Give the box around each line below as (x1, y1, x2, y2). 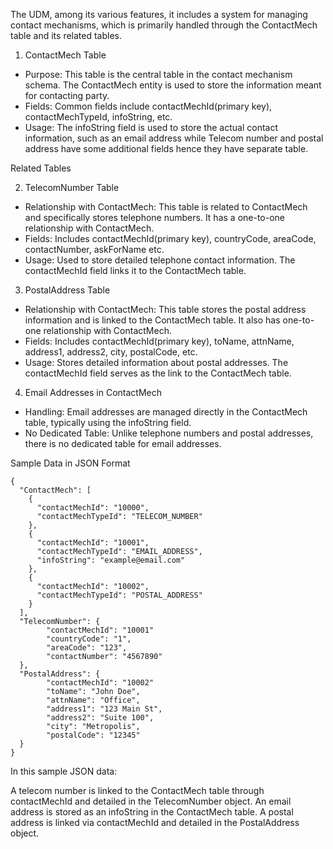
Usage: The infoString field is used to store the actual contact (24, 122, 279, 133)
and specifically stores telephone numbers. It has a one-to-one (24, 212, 286, 223)
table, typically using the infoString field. (24, 417, 192, 428)
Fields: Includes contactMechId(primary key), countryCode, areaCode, (24, 233, 317, 244)
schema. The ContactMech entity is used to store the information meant (24, 79, 322, 91)
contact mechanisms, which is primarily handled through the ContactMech (10, 19, 318, 31)
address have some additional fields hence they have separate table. (24, 143, 309, 154)
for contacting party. (24, 90, 110, 101)
